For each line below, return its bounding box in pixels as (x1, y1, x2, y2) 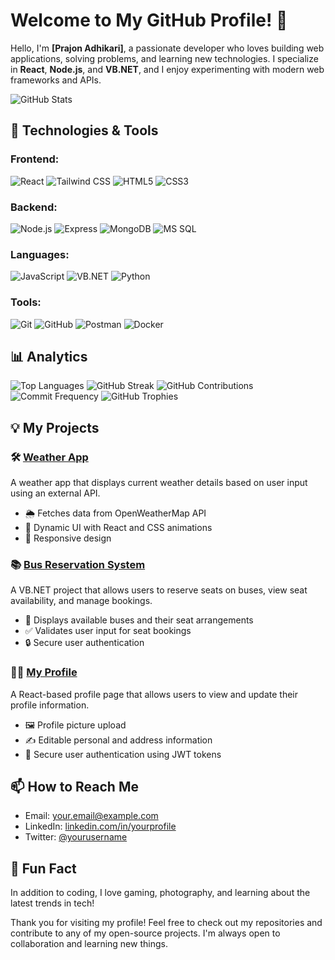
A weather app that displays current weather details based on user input (10, 477, 308, 489)
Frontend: (10, 152, 60, 166)
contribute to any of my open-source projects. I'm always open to (10, 927, 281, 939)
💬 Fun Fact (10, 860, 77, 877)
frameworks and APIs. (10, 74, 102, 86)
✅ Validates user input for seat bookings (24, 625, 192, 637)
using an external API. (10, 487, 101, 499)
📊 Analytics (10, 348, 88, 365)
